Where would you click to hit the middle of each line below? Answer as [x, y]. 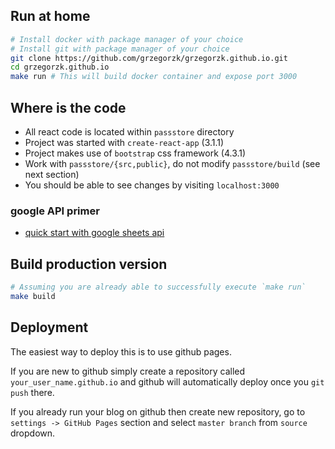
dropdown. [33, 433]
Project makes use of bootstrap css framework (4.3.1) [135, 153]
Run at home [50, 16]
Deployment [49, 327]
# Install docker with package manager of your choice [127, 39]
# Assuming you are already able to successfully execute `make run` [158, 287]
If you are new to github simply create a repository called [128, 371]
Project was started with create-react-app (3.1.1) [124, 142]
